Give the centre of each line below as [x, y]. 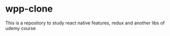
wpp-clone [29, 9]
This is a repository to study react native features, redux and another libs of [85, 23]
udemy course [21, 28]
